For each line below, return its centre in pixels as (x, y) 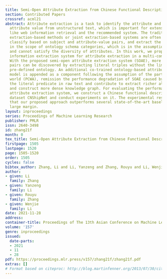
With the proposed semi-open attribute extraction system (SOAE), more (85, 61)
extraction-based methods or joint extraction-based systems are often (85, 38)
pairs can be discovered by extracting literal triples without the (82, 65)
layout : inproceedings (29, 112)
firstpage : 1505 (22, 144)
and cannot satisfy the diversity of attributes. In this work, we (81, 51)
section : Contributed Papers (35, 14)
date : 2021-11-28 (23, 213)
